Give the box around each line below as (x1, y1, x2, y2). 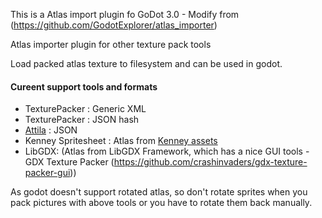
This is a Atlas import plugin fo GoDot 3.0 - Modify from (10, 9, 240, 20)
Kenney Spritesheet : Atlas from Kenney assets (24, 135, 218, 147)
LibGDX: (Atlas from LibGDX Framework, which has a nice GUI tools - (24, 145, 310, 158)
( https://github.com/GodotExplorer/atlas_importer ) (10, 19, 218, 31)
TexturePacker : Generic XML (24, 103, 147, 115)
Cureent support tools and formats (10, 80, 158, 93)
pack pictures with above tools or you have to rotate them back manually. (10, 197, 313, 209)
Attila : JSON (24, 124, 78, 136)
